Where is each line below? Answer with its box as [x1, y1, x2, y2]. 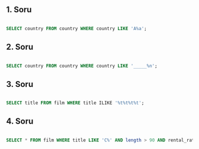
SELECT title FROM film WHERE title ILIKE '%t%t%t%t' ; [6, 100, 145, 106]
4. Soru [6, 116, 34, 127]
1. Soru [6, 5, 32, 15]
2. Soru [6, 42, 34, 52]
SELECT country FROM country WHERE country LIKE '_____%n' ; [6, 63, 158, 69]
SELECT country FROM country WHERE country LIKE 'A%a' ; [6, 25, 147, 31]
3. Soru [6, 79, 34, 89]
